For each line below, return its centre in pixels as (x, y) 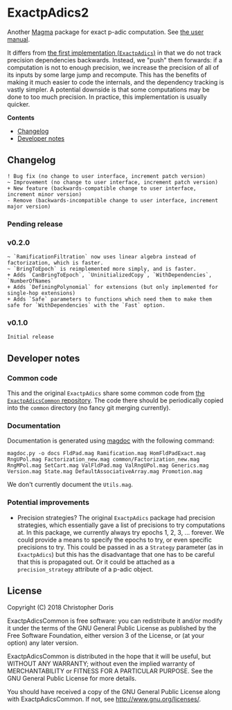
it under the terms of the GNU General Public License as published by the (112, 628)
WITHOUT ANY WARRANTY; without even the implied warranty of (101, 664)
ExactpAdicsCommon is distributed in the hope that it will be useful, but (109, 657)
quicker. (19, 104)
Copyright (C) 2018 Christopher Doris (61, 607)
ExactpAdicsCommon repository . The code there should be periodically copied (115, 400)
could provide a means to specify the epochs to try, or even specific (115, 540)
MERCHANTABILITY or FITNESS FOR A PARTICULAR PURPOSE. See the (110, 671)
